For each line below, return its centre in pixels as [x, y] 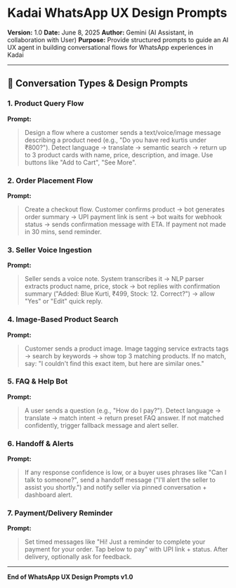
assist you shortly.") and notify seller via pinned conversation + [116, 488]
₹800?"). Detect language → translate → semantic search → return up [125, 147]
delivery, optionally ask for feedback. [78, 557]
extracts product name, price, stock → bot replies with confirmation [122, 287]
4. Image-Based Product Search [63, 320]
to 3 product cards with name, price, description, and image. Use [119, 155]
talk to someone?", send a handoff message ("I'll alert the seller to [120, 480]
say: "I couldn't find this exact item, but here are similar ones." [114, 363]
